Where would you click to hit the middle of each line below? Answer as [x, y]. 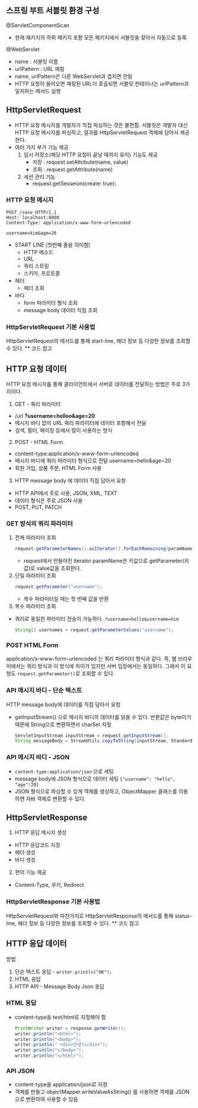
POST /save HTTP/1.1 [32, 212]
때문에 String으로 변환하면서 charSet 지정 [63, 724]
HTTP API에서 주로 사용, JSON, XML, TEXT [66, 493]
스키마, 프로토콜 [42, 273]
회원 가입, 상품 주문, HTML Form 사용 [58, 468]
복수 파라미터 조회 [35, 606]
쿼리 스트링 [36, 265]
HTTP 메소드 [38, 252]
